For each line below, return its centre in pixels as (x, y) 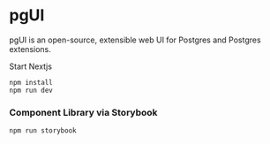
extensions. (30, 49)
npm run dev (31, 90)
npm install (31, 82)
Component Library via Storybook (83, 112)
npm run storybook (43, 131)
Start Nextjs (31, 66)
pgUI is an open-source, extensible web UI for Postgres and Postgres (135, 40)
